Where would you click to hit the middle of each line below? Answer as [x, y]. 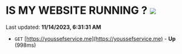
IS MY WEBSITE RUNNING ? [77, 10]
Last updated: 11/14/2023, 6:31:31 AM [53, 27]
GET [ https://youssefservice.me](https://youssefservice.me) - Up [95, 38]
